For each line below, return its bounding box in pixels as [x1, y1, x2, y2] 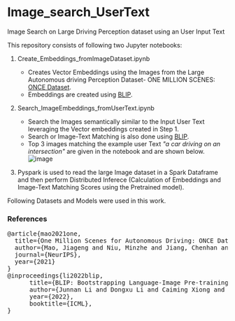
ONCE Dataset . [27, 83, 72, 91]
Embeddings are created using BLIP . [27, 90, 133, 99]
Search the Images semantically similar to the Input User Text [27, 117, 205, 126]
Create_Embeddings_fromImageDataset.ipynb [17, 54, 150, 63]
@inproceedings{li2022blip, [7, 272, 104, 280]
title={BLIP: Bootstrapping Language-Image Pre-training [29, 279, 229, 287]
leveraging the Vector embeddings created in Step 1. [27, 124, 180, 133]
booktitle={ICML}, [29, 300, 92, 308]
